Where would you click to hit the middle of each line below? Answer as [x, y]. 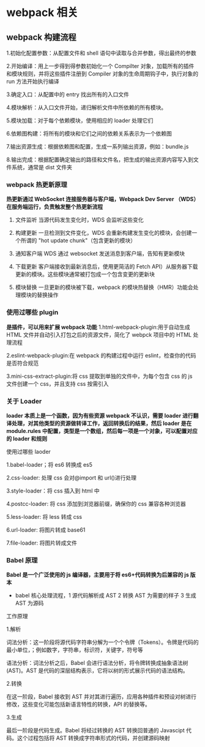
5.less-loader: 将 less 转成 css [44, 516]
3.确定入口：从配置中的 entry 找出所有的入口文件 [68, 94]
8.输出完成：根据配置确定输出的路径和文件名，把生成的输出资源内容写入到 [100, 159]
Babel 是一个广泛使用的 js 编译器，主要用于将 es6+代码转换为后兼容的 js [98, 575]
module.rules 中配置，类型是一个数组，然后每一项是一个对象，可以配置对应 [102, 431]
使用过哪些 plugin [32, 312]
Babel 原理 [22, 560]
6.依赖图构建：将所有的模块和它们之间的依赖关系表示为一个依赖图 [89, 133]
